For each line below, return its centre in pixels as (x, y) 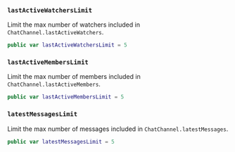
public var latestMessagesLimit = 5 (61, 141)
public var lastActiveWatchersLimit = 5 (68, 45)
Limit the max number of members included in (74, 77)
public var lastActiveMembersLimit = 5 (66, 97)
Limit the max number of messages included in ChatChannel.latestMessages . (118, 129)
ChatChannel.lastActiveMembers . (54, 84)
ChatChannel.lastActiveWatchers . (56, 32)
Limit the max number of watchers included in (74, 25)
